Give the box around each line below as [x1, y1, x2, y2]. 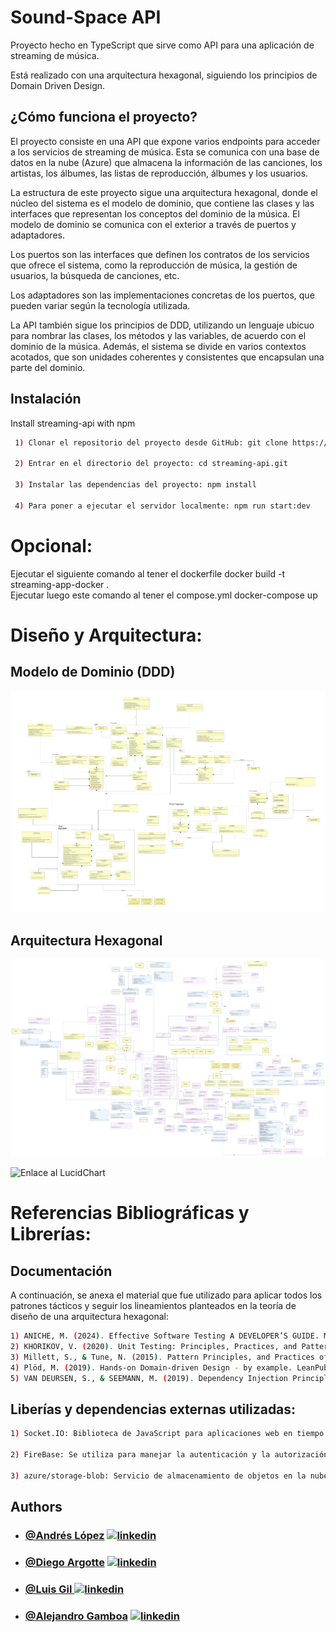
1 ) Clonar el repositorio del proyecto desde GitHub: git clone [14, 437, 288, 448]
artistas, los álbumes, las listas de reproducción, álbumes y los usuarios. [10, 167, 309, 179]
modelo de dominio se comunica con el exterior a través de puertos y [10, 218, 297, 230]
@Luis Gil [24, 1582, 73, 1596]
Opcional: [10, 534, 93, 557]
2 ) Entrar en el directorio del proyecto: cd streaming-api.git [14, 459, 288, 469]
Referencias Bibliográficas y [10, 1202, 250, 1225]
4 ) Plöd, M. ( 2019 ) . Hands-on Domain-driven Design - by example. [10, 1362, 293, 1373]
